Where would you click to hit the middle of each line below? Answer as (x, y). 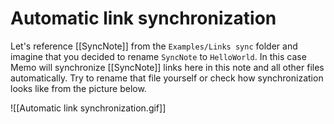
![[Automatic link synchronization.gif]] (88, 108)
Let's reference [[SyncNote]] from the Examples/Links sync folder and (154, 46)
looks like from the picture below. (78, 88)
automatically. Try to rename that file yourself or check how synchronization (167, 78)
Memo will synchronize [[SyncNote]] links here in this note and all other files (167, 67)
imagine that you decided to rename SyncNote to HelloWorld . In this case (158, 56)
